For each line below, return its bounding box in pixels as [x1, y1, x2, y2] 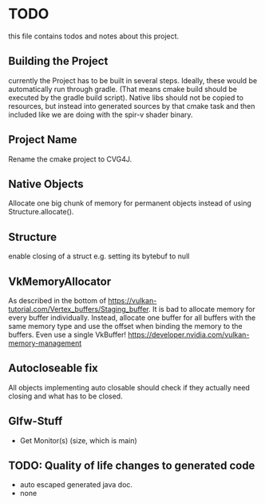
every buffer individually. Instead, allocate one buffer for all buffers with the [8, 313, 256, 322]
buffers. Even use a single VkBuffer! [8, 330, 126, 339]
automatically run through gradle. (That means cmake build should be [8, 84, 238, 94]
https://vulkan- [107, 296, 157, 305]
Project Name [8, 133, 77, 146]
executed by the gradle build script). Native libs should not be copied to [8, 93, 243, 102]
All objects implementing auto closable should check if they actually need [8, 382, 250, 392]
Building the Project [8, 54, 109, 68]
